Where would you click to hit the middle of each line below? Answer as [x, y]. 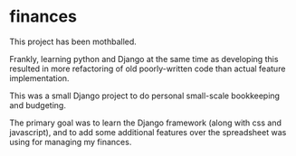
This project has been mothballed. [73, 41]
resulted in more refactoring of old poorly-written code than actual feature [148, 69]
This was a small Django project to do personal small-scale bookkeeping [145, 96]
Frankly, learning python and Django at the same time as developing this [144, 59]
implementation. [39, 78]
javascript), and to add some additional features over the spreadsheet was [148, 132]
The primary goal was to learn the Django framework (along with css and [146, 123]
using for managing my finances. [71, 142]
